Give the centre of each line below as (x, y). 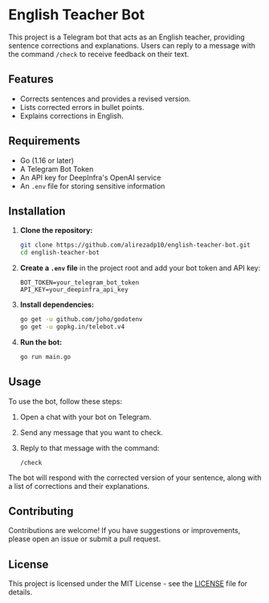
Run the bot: (41, 342)
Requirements (44, 141)
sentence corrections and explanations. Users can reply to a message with (132, 45)
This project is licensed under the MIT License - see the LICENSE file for (128, 584)
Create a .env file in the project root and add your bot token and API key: (140, 268)
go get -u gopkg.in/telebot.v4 (72, 327)
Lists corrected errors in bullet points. (82, 107)
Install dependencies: (57, 305)
